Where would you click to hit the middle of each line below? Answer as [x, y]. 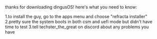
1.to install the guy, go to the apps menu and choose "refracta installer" [76, 16]
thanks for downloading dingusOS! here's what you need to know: [71, 7]
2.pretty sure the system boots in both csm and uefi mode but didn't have [79, 22]
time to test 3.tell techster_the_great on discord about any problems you [77, 27]
